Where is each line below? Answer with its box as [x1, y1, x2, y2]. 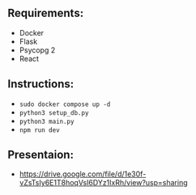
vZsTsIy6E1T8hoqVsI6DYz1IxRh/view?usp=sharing [19, 178, 188, 188]
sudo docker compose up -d [19, 100, 111, 108]
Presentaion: [7, 148, 75, 162]
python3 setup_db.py [19, 108, 89, 117]
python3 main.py [19, 117, 75, 125]
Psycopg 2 [19, 45, 56, 55]
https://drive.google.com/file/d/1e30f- [19, 169, 147, 179]
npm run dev [19, 125, 60, 134]
